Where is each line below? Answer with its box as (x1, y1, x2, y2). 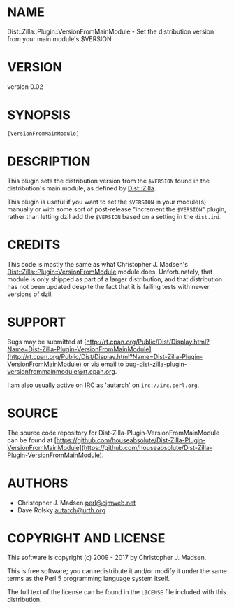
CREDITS (7, 237, 61, 253)
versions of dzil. (7, 290, 54, 298)
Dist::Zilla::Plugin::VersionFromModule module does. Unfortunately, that (7, 267, 213, 276)
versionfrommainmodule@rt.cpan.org (7, 367, 115, 375)
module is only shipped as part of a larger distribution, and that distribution (7, 274, 223, 283)
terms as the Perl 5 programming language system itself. (7, 575, 170, 583)
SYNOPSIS (7, 107, 71, 123)
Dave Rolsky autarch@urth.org (17, 505, 106, 514)
